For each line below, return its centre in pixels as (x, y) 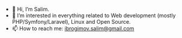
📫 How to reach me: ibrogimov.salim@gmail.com (73, 28)
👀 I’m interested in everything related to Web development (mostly (94, 15)
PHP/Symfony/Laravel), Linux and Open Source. (71, 22)
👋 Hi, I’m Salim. (30, 9)
